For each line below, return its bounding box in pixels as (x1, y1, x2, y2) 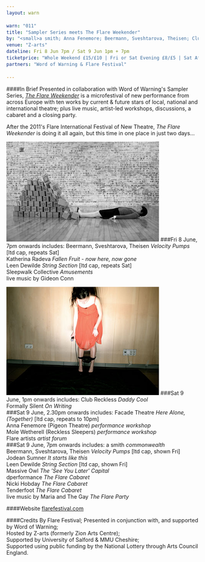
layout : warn (6, 10, 40, 16)
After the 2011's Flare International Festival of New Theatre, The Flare (6, 123, 181, 130)
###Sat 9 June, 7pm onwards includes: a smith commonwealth (6, 441, 165, 448)
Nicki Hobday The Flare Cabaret (6, 480, 88, 487)
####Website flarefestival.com (6, 505, 84, 512)
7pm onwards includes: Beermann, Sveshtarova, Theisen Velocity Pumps (6, 242, 190, 249)
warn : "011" (6, 23, 37, 29)
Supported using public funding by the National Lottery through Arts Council (6, 542, 198, 550)
